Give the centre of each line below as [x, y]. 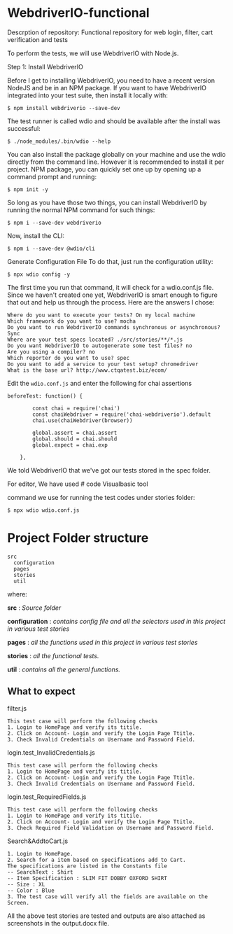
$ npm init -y [28, 189]
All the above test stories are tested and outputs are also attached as [106, 916]
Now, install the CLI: [36, 235]
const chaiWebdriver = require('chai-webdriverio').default [122, 414]
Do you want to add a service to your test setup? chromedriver [103, 364]
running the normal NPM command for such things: [81, 210]
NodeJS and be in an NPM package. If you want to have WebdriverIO [107, 88]
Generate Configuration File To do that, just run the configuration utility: [110, 261]
